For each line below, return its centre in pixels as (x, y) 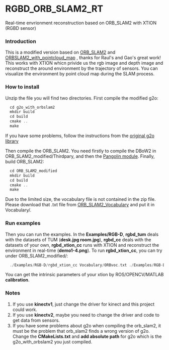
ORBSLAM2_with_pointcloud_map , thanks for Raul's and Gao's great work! (83, 58)
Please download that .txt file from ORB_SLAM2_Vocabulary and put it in (80, 205)
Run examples (23, 223)
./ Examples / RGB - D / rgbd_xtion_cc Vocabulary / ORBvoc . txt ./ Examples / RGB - (87, 265)
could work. (25, 310)
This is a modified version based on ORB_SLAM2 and (60, 52)
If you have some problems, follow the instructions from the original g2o (80, 136)
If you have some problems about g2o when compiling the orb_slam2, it (87, 325)
